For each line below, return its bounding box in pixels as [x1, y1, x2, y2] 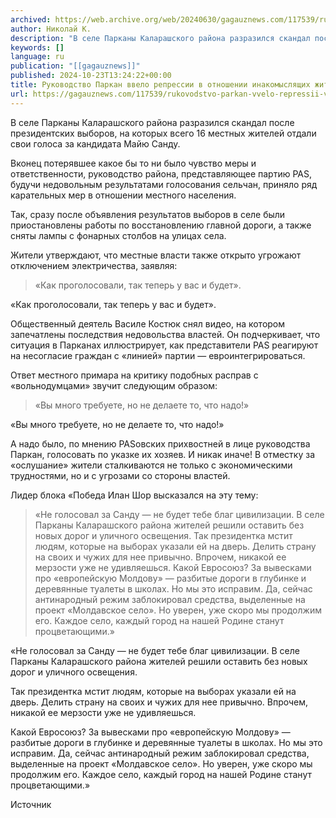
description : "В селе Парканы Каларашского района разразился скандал [10, 33, 311, 43]
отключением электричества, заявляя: [10, 259, 178, 271]
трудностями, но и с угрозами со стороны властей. [10, 469, 231, 481]
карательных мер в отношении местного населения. [10, 189, 237, 201]
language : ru [10, 52, 65, 62]
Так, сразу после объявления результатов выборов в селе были [10, 208, 286, 220]
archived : [10, 14, 52, 25]
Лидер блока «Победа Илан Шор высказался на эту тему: [10, 489, 259, 501]
